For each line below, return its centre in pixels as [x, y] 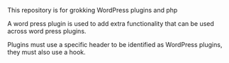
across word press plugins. [47, 31]
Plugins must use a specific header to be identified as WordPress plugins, [115, 44]
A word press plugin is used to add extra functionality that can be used [111, 23]
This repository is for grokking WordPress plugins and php [93, 10]
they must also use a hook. [47, 52]
